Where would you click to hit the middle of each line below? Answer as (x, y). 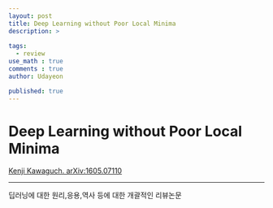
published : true (36, 91)
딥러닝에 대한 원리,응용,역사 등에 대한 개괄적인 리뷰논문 (95, 195)
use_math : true (36, 62)
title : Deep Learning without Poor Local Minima (92, 24)
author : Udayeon (36, 76)
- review (30, 54)
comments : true (36, 69)
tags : (17, 46)
